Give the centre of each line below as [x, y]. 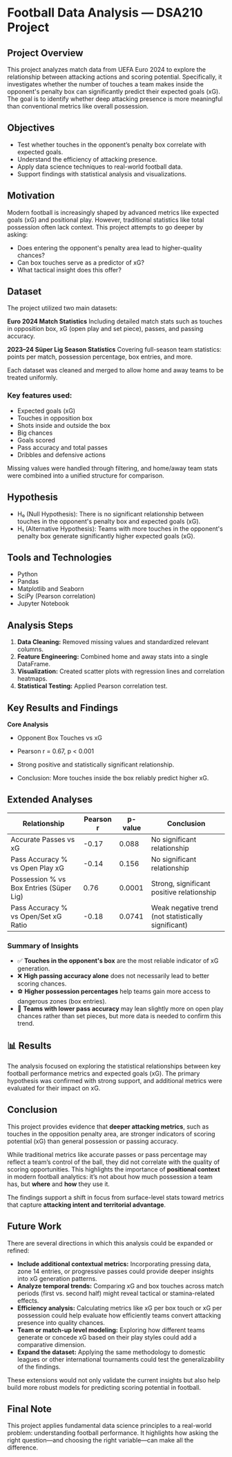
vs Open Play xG [37, 867]
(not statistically [177, 916]
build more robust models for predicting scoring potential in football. [104, 1387]
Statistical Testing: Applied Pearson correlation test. [92, 686]
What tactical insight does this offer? [69, 270]
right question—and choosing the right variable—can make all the [100, 1440]
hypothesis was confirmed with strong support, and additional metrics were [115, 1080]
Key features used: [40, 395]
